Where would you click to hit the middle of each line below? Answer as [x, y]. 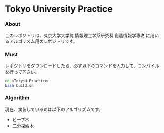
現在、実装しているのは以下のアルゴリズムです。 [54, 109]
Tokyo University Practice [59, 9]
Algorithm [17, 98]
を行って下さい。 [22, 72]
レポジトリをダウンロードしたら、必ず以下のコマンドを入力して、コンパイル [82, 66]
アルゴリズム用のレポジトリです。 [43, 41]
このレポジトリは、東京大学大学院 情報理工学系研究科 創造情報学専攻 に [78, 36]
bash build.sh [20, 85]
